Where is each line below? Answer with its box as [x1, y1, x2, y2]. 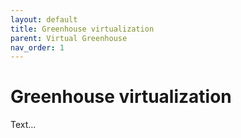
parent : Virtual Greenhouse [10, 33, 128, 43]
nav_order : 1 [10, 42, 65, 53]
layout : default [10, 14, 78, 25]
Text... [10, 119, 37, 131]
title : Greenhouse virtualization [10, 24, 155, 34]
